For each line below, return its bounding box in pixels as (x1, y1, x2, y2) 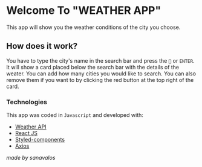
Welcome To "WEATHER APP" (6, 4, 161, 17)
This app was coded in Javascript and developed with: (6, 112, 144, 119)
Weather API (15, 123, 47, 130)
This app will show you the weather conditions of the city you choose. (6, 24, 181, 31)
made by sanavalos (6, 154, 56, 162)
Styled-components (15, 136, 65, 143)
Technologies (6, 98, 47, 106)
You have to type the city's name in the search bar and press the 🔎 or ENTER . (6, 57, 195, 64)
